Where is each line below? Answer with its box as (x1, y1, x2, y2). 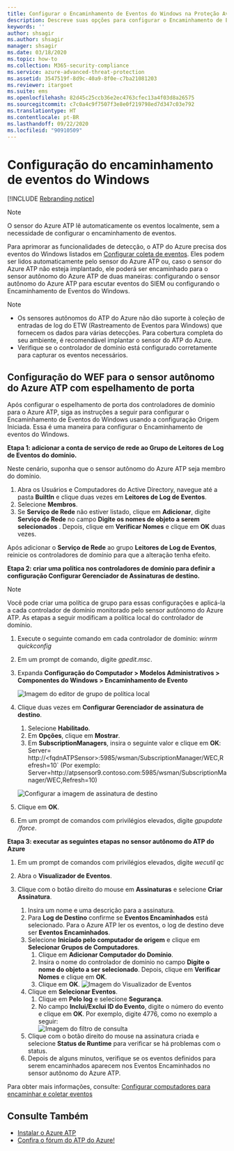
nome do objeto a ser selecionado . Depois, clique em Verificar (38, 966, 221, 974)
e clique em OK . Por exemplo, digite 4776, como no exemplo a (38, 1010, 217, 1018)
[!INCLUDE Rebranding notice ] (7, 194, 95, 203)
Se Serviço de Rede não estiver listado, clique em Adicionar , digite (17, 508, 211, 516)
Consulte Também (7, 1110, 89, 1122)
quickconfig (17, 642, 52, 650)
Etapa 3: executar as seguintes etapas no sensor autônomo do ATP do (7, 837, 214, 846)
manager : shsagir (7, 43, 58, 49)
